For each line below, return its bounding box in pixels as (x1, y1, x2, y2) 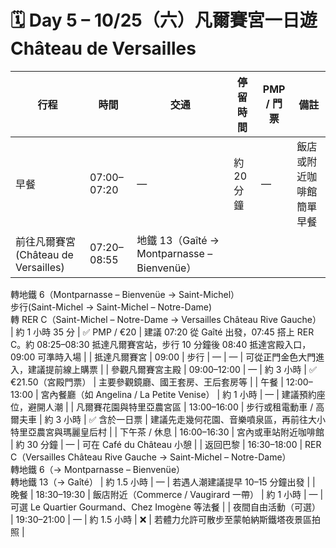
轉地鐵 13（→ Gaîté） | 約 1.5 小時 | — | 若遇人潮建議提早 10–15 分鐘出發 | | (10, 476, 316, 488)
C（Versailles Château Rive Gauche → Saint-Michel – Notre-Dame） (10, 451, 292, 463)
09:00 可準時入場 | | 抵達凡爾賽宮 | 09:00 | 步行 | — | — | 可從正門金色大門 (10, 351, 317, 363)
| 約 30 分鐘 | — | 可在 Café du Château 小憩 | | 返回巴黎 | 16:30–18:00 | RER (10, 438, 322, 450)
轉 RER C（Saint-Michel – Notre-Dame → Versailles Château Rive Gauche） (10, 313, 322, 325)
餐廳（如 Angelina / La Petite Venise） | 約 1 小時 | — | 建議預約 (58, 388, 317, 400)
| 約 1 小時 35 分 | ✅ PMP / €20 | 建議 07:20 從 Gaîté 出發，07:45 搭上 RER (10, 326, 315, 338)
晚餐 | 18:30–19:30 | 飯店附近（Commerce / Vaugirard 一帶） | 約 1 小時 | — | (10, 488, 324, 500)
